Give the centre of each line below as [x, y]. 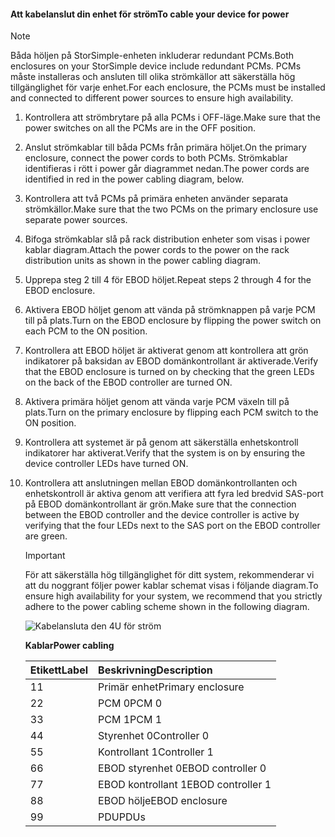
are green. [46, 536]
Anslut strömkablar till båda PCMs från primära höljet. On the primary [165, 147]
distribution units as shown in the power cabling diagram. [143, 261]
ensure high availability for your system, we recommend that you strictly [173, 596]
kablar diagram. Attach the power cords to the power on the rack [157, 250]
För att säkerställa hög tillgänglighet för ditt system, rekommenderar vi [169, 575]
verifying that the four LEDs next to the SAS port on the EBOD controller [172, 526]
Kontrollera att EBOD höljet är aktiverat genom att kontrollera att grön [166, 351]
